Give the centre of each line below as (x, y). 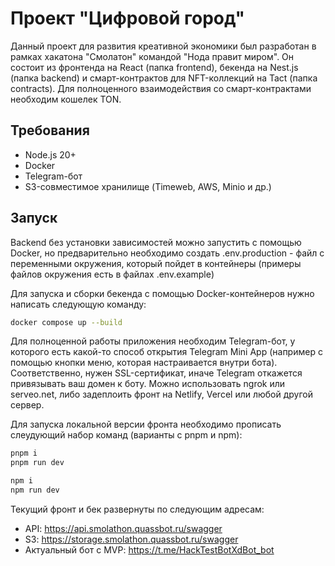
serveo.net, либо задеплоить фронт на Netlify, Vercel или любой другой (162, 394)
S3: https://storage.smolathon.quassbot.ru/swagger (131, 539)
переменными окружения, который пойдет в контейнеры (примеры (156, 263)
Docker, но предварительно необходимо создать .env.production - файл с (167, 253)
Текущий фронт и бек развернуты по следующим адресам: (137, 509)
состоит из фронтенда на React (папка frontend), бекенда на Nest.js (154, 67)
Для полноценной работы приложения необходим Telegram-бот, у (153, 341)
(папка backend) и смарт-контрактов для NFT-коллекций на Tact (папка (164, 78)
